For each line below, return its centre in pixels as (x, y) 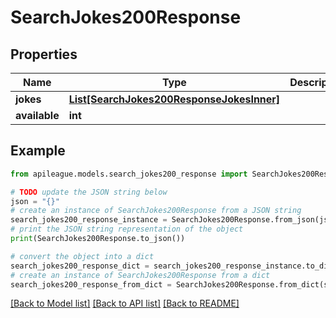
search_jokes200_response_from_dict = (91, 284)
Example (38, 151)
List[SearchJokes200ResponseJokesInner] (174, 99)
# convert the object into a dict (82, 256)
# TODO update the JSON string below (89, 192)
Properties (44, 54)
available (37, 115)
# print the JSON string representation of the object (127, 229)
